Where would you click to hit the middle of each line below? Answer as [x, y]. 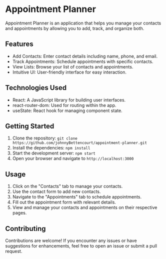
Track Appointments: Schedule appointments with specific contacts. [83, 61]
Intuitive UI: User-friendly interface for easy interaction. [69, 72]
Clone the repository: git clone [45, 138]
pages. [19, 213]
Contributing [25, 228]
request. [14, 251]
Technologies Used [36, 88]
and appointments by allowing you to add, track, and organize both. [75, 28]
